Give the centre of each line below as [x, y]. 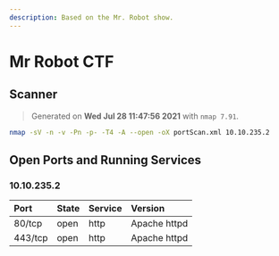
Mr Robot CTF [62, 61]
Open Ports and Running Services [106, 160]
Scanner [34, 95]
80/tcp [28, 224]
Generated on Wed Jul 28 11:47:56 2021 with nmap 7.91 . [135, 116]
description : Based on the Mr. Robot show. [92, 17]
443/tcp [31, 238]
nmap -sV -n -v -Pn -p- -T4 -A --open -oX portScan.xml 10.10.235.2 [139, 132]
